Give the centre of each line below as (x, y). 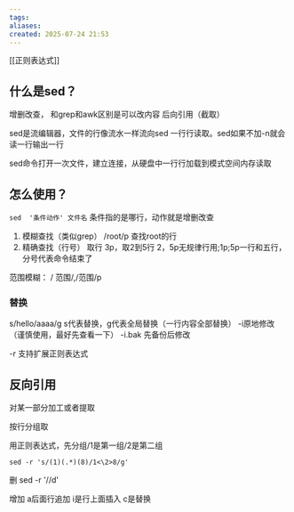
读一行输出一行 (36, 144)
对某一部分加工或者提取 (52, 408)
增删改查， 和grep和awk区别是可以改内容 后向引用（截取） (117, 114)
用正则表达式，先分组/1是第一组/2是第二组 (86, 445)
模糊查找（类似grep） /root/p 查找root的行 (99, 236)
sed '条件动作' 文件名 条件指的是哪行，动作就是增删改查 (112, 217)
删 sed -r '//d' (34, 480)
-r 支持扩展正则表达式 (49, 354)
